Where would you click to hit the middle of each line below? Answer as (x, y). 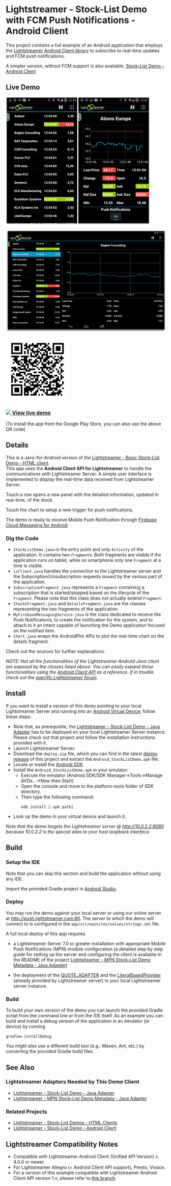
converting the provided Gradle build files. (50, 1051)
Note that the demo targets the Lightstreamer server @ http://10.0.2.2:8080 (85, 826)
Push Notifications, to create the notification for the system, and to (83, 620)
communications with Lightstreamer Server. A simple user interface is (79, 474)
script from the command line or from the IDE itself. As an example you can (84, 1016)
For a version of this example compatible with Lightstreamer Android (85, 1172)
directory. (31, 791)
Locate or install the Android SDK (48, 764)
